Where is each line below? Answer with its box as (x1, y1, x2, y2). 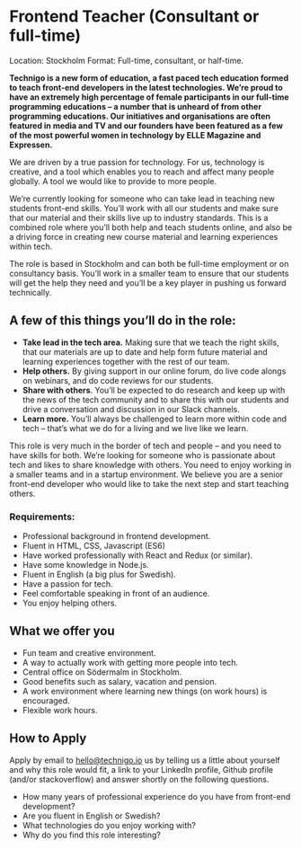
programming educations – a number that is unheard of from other (9, 101, 262, 111)
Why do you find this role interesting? (22, 829, 162, 840)
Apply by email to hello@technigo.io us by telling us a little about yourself (9, 755, 280, 765)
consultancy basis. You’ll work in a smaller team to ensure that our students (9, 268, 289, 279)
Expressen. (9, 139, 53, 150)
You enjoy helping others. (22, 597, 118, 608)
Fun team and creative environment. (22, 647, 156, 658)
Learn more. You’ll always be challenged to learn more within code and (22, 413, 288, 424)
